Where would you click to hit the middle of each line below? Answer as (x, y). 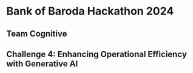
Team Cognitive (37, 34)
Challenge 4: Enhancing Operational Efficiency (96, 54)
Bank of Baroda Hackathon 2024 (90, 11)
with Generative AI (42, 64)
